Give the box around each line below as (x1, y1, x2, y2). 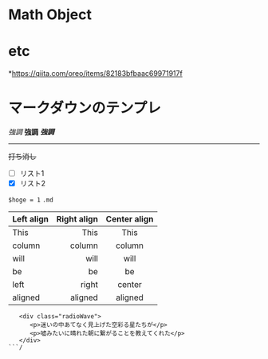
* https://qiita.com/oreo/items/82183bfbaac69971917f (8, 69, 183, 78)
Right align (56, 213, 98, 225)
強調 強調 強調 (8, 127, 54, 137)
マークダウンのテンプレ (8, 99, 162, 118)
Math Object (8, 6, 92, 24)
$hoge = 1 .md (8, 196, 53, 205)
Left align (12, 213, 49, 225)
